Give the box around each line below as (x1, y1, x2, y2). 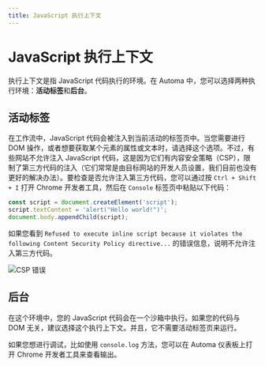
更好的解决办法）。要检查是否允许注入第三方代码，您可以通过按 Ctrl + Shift (8, 173, 256, 183)
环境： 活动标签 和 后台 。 (14, 85, 91, 95)
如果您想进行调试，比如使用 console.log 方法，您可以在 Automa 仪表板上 (8, 339, 246, 349)
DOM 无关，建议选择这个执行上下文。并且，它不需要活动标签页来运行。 (8, 323, 241, 332)
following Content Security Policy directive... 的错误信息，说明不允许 (8, 239, 249, 247)
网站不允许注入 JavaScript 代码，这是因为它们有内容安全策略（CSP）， (14, 153, 244, 163)
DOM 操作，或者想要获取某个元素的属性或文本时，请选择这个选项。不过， (8, 143, 248, 153)
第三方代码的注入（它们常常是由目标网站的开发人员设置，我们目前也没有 (21, 163, 257, 172)
